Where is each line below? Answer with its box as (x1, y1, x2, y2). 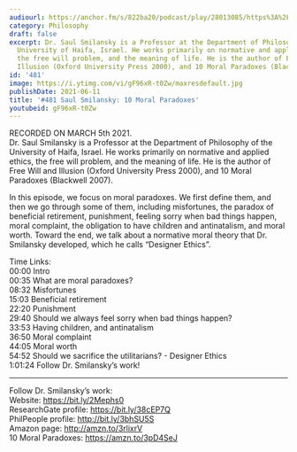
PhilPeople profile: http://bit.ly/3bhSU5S (9, 414, 155, 425)
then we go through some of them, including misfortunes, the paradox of (9, 201, 274, 213)
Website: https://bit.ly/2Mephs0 (9, 395, 125, 406)
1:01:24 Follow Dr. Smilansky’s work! (9, 360, 141, 370)
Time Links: (9, 256, 51, 267)
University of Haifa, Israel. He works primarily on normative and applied (9, 147, 270, 158)
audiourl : (9, 12, 46, 22)
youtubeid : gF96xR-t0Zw (9, 104, 97, 113)
